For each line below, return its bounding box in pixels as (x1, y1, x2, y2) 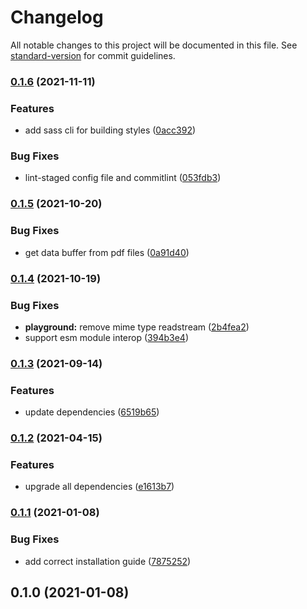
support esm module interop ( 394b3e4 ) (24, 331, 190, 343)
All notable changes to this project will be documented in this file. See (10, 39, 298, 51)
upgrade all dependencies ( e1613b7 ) (24, 481, 175, 493)
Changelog (10, 6, 104, 29)
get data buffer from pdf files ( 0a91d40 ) (24, 246, 190, 258)
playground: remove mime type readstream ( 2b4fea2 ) (24, 321, 250, 333)
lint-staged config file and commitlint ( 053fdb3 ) (24, 172, 222, 184)
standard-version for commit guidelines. (10, 49, 176, 61)
